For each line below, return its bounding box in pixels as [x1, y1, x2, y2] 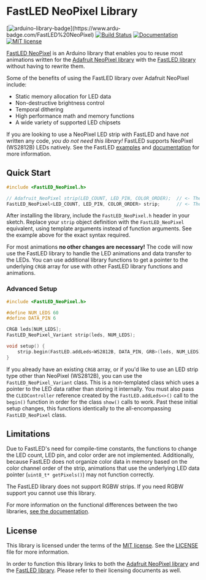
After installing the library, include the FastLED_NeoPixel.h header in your [6, 212, 190, 219]
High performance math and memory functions [15, 112, 135, 119]
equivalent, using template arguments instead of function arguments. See [6, 225, 192, 232]
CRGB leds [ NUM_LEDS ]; [6, 326, 62, 333]
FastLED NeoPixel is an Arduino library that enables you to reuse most [6, 49, 183, 56]
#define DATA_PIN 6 [6, 315, 56, 322]
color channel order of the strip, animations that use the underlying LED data [6, 464, 200, 472]
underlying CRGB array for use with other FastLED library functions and [6, 263, 183, 270]
